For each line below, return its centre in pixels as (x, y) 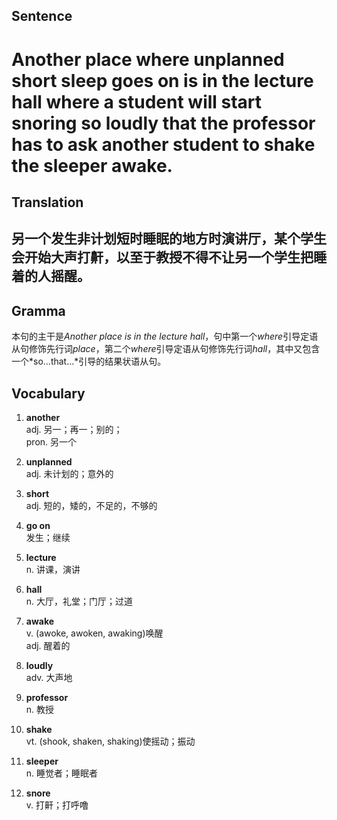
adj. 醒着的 (48, 645)
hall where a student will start (137, 101)
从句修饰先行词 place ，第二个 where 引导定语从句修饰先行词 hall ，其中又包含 (166, 349)
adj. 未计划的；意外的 (69, 473)
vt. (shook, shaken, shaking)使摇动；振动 (110, 741)
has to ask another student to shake (163, 144)
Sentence (42, 16)
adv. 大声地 (49, 677)
